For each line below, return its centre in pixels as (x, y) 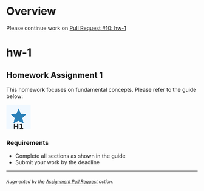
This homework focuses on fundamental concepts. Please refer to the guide (101, 89)
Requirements (28, 142)
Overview (31, 11)
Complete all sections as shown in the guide (70, 156)
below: (15, 96)
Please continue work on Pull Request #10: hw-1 (66, 28)
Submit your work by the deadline (57, 162)
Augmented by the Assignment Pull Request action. (60, 182)
